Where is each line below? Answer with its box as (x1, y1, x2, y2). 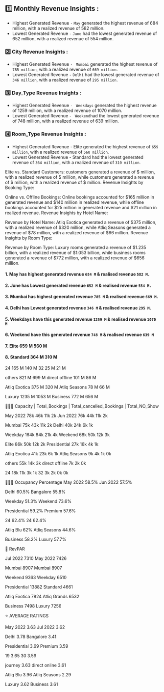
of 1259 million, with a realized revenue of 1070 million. (12, 108, 122, 113)
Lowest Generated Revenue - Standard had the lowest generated (12, 154, 143, 160)
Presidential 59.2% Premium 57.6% (5, 508, 76, 514)
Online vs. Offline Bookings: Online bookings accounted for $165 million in (5, 194, 155, 200)
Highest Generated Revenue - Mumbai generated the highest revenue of (12, 61, 158, 67)
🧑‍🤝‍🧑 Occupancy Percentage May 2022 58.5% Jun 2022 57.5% (5, 479, 132, 485)
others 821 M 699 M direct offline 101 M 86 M (5, 375, 96, 381)
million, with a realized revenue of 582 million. (12, 25, 105, 31)
